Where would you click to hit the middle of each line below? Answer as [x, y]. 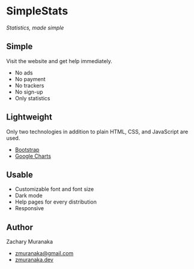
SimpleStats [37, 11]
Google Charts [33, 156]
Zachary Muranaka [29, 242]
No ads [24, 73]
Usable [20, 174]
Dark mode [29, 196]
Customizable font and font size [54, 189]
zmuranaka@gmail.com [44, 253]
